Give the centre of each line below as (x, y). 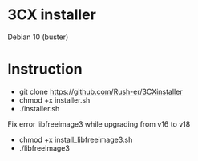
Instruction (45, 69)
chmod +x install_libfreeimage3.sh (76, 139)
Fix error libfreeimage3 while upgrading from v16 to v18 (99, 124)
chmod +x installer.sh (55, 100)
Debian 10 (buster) (38, 37)
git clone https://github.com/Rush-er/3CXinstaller (101, 91)
